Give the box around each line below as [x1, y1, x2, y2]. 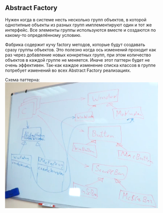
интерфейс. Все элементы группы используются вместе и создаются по [5, 27, 156, 33]
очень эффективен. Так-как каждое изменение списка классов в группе [5, 62, 156, 68]
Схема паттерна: [5, 77, 40, 82]
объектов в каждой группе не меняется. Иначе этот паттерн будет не [5, 57, 150, 63]
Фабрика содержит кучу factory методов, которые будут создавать [5, 41, 146, 48]
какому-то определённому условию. [5, 32, 81, 38]
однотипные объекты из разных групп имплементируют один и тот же [5, 22, 152, 28]
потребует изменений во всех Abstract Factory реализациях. [5, 67, 131, 73]
